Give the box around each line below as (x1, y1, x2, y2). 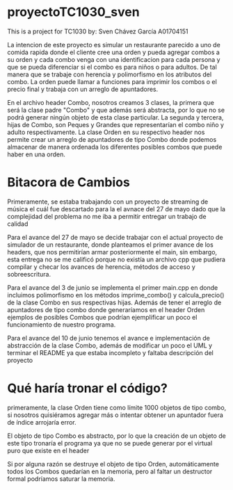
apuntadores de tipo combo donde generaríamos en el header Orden (7, 305, 205, 313)
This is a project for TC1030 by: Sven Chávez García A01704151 (7, 27, 188, 35)
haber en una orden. (7, 150, 66, 158)
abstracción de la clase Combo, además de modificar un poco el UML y (7, 341, 213, 350)
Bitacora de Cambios (7, 174, 130, 190)
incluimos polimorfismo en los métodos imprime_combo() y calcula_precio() (7, 291, 225, 299)
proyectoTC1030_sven (7, 4, 140, 20)
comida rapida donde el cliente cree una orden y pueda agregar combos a (7, 48, 220, 56)
